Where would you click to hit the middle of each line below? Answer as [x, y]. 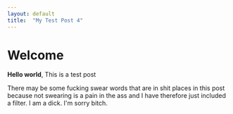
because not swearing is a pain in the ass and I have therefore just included [117, 96]
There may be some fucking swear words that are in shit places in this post [116, 88]
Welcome [36, 55]
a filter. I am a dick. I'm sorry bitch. [57, 103]
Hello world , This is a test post [52, 75]
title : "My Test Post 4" [45, 20]
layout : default [31, 14]
